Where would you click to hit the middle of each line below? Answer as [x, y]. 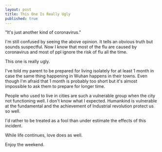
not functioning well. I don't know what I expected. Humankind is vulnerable [81, 101]
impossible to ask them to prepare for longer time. [55, 86]
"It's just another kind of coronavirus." [43, 33]
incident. [14, 126]
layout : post [18, 9]
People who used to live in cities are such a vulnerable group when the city [80, 96]
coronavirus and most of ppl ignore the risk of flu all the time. [66, 52]
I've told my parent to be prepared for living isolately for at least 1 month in [80, 71]
